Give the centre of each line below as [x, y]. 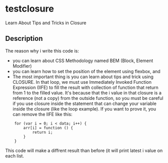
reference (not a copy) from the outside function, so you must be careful [88, 98]
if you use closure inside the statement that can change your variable [85, 103]
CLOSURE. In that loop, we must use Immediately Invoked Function [82, 82]
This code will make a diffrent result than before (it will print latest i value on [84, 150]
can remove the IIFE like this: [42, 114]
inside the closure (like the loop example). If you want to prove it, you [84, 108]
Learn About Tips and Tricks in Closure [46, 23]
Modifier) [22, 66]
